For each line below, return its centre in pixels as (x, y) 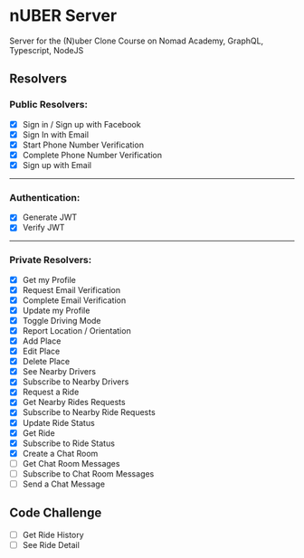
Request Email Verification (71, 289)
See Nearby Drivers (59, 372)
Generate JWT (50, 217)
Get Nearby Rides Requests (74, 402)
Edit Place (41, 351)
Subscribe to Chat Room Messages (88, 473)
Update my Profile (56, 310)
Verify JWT (43, 228)
